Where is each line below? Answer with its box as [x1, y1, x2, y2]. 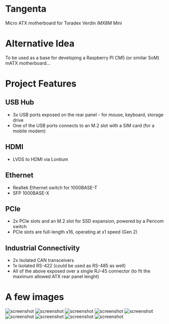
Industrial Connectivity [5, 244, 80, 252]
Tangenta [5, 3, 47, 15]
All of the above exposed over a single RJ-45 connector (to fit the [12, 268, 151, 274]
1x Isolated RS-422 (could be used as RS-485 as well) [12, 263, 126, 269]
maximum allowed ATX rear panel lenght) [12, 274, 99, 280]
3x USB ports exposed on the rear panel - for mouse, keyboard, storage [12, 112, 164, 118]
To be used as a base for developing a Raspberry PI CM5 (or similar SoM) [5, 55, 159, 61]
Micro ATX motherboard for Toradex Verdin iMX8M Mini [5, 20, 122, 26]
